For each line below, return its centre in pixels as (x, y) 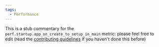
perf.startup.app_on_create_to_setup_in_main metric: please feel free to (80, 34)
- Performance (24, 14)
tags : (11, 10)
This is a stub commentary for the (40, 28)
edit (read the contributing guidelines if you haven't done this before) (76, 39)
